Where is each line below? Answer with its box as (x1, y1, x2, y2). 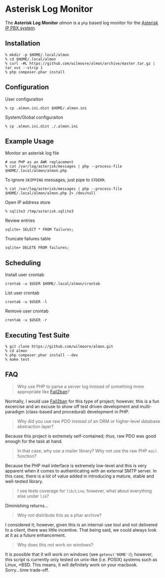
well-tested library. (5, 478, 43, 484)
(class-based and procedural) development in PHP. (25, 408, 130, 414)
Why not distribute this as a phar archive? (17, 512, 102, 518)
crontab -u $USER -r (5, 318, 48, 323)
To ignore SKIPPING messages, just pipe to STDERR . (5, 177, 106, 183)
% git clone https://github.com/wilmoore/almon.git (5, 344, 113, 349)
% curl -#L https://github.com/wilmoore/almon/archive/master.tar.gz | (5, 61, 155, 66)
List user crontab (5, 290, 40, 296)
